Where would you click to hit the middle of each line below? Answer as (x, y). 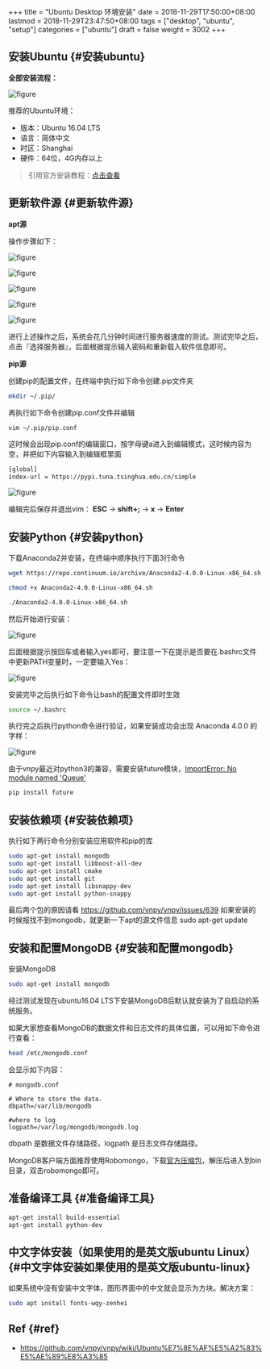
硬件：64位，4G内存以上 (61, 158)
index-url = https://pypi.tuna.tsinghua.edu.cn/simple (102, 477)
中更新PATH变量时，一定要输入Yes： (69, 662)
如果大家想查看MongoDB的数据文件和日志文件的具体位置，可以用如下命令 (131, 1028)
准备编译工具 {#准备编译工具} (82, 1198)
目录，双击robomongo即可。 (56, 1170)
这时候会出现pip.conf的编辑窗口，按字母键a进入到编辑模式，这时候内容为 (130, 444)
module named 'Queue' (47, 778)
